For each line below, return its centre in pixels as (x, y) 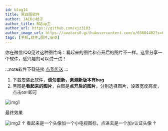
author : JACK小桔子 (24, 19)
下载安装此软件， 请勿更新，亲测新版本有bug (58, 80)
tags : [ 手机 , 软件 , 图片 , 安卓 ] (32, 38)
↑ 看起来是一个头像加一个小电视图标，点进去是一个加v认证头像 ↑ (89, 123)
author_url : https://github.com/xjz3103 (48, 28)
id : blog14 (16, 10)
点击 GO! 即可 (25, 92)
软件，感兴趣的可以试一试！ (38, 58)
